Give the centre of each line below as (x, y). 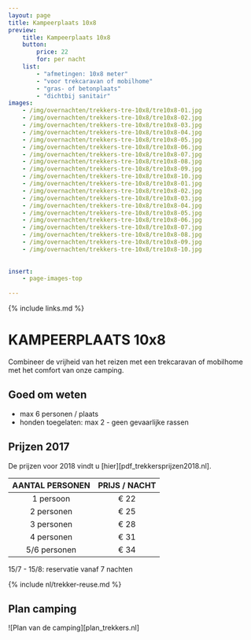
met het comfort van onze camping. (66, 370)
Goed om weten (48, 395)
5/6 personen (52, 550)
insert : (21, 271)
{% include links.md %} (46, 308)
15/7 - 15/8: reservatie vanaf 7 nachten (70, 569)
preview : (22, 30)
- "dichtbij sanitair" (74, 96)
